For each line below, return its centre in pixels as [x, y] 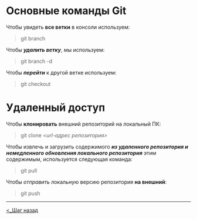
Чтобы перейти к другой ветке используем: [61, 72]
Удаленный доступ [56, 108]
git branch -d [36, 61]
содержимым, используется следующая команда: [69, 159]
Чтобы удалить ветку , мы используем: [55, 50]
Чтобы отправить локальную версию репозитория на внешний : [86, 182]
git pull [28, 170]
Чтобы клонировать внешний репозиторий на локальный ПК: [84, 124]
